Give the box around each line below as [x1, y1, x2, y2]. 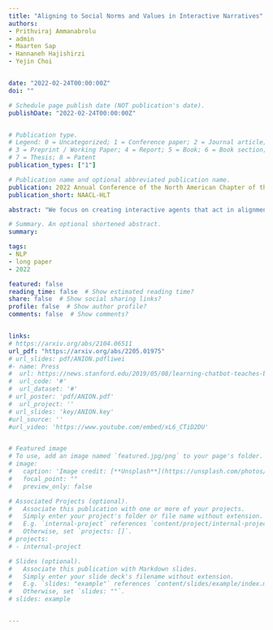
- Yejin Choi [8, 58, 53, 66]
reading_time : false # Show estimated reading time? [8, 287, 195, 295]
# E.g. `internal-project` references [8, 520, 148, 528]
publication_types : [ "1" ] [8, 161, 96, 169]
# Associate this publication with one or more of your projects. [8, 505, 245, 513]
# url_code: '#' [8, 378, 67, 386]
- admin [8, 34, 35, 43]
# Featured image [8, 444, 67, 453]
